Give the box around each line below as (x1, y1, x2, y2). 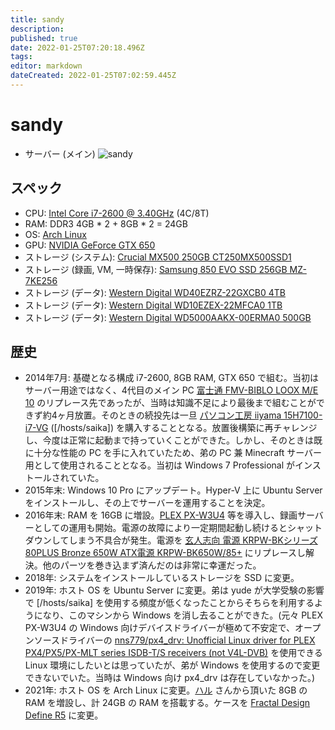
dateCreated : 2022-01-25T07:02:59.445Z (10, 71, 177, 81)
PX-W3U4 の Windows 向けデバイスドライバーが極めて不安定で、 (24, 622, 296, 634)
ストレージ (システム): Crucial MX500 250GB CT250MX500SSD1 (24, 251, 292, 263)
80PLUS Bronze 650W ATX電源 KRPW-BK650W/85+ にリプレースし (24, 547, 307, 559)
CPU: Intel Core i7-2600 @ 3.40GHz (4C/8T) (24, 207, 210, 219)
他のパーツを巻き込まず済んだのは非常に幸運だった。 (42, 559, 262, 571)
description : (10, 24, 65, 34)
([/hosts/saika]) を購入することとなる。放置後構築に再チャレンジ (50, 422, 318, 434)
